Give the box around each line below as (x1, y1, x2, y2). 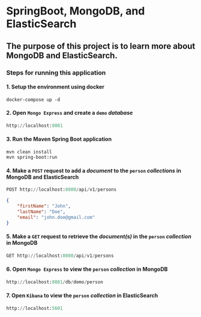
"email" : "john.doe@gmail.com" (17, 214, 95, 220)
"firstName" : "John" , (17, 203, 71, 209)
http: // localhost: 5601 (6, 305, 63, 311)
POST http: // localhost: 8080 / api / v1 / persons (6, 186, 117, 193)
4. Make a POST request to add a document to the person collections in (6, 167, 181, 174)
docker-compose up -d (6, 96, 61, 103)
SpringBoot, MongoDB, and (6, 4, 145, 18)
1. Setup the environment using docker (6, 83, 105, 91)
